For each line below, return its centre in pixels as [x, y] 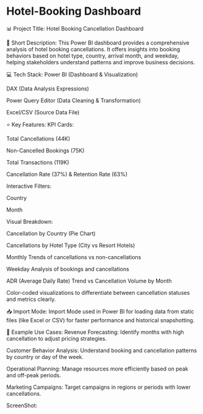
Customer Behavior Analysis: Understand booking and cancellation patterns [101, 350]
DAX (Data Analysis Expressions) [48, 88]
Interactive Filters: [29, 186]
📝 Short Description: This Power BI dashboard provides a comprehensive [98, 43]
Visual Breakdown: [30, 221]
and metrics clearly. [31, 299]
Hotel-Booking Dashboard [74, 11]
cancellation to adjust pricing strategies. [57, 338]
